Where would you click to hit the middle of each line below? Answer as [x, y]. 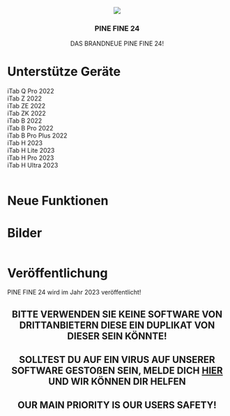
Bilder [25, 233]
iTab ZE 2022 [26, 106]
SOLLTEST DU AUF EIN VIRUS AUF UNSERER [117, 360]
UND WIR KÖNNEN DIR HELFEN [117, 381]
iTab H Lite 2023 [31, 151]
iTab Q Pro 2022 [31, 91]
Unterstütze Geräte [64, 72]
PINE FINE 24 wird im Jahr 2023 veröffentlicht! [74, 292]
